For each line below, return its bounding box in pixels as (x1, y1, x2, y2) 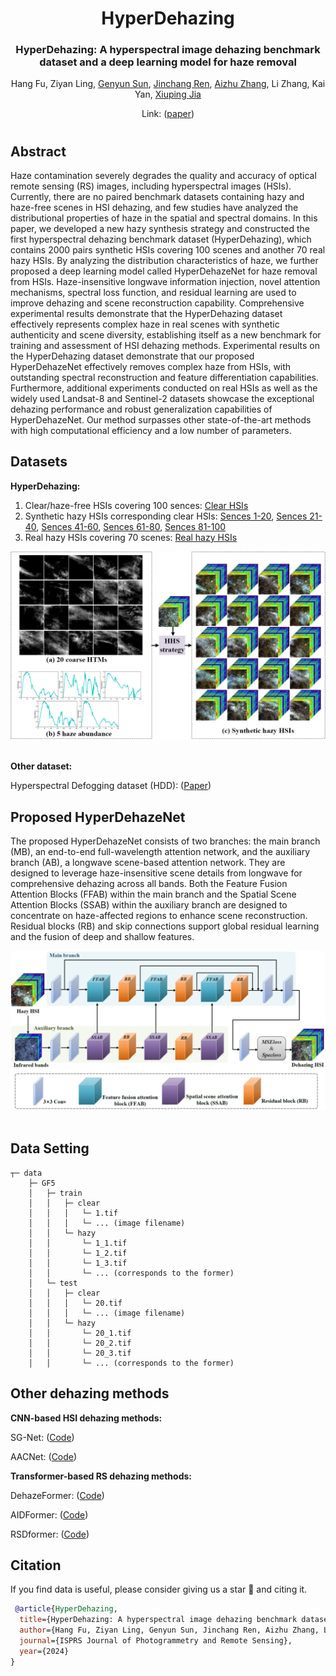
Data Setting (10, 1140, 90, 1157)
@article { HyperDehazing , (14, 1604, 118, 1614)
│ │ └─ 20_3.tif (28, 1348, 132, 1358)
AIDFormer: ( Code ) (10, 1508, 89, 1521)
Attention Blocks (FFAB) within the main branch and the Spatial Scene (10, 888, 297, 900)
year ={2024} (19, 1646, 70, 1656)
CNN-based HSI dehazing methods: (10, 1412, 163, 1424)
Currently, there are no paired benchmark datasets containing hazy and (10, 191, 305, 203)
